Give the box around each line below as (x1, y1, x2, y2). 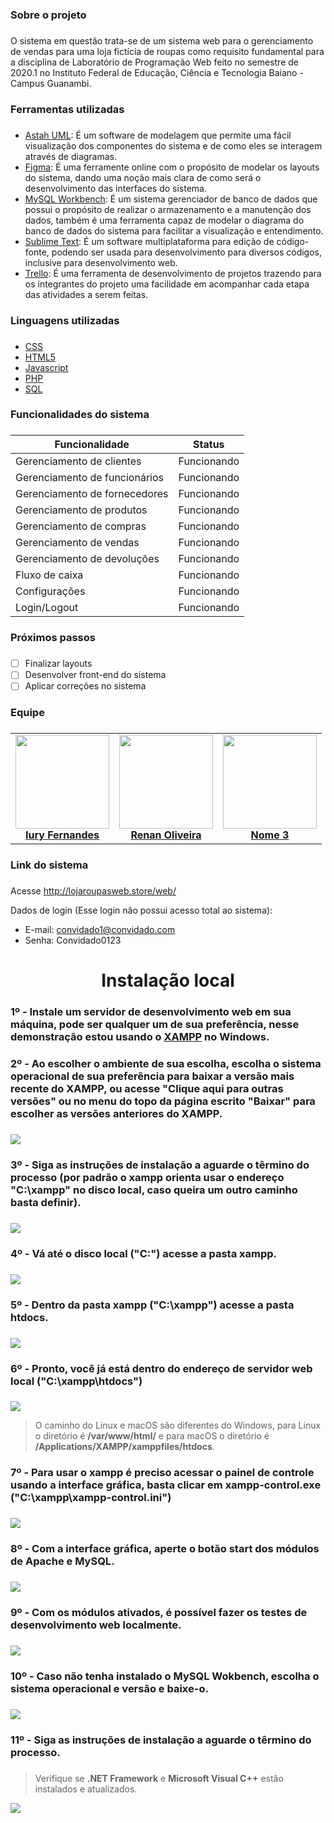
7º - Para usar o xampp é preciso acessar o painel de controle (10, 1466, 315, 1480)
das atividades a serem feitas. (24, 288, 149, 300)
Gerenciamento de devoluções (15, 552, 160, 566)
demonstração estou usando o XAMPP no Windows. (10, 1030, 270, 1044)
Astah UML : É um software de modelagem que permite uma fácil (24, 129, 292, 141)
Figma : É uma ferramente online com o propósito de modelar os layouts (24, 161, 320, 173)
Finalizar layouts (24, 658, 93, 670)
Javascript (24, 361, 69, 373)
